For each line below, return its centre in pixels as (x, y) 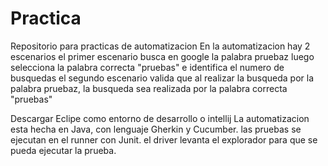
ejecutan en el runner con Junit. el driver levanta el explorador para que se (164, 139)
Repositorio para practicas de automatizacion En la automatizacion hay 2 (160, 46)
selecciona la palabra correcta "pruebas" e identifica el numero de (147, 67)
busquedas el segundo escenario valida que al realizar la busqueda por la (162, 78)
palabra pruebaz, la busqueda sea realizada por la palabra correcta (149, 88)
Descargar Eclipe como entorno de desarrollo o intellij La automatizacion (160, 118)
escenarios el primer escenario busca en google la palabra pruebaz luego (162, 56)
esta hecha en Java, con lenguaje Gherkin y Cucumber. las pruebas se (156, 129)
